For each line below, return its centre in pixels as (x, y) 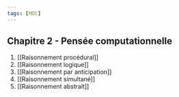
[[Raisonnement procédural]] (58, 57)
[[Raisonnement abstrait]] (53, 87)
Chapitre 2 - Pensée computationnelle (90, 41)
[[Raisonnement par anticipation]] (64, 72)
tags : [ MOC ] (24, 13)
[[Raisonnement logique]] (53, 65)
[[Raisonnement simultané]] (56, 79)
